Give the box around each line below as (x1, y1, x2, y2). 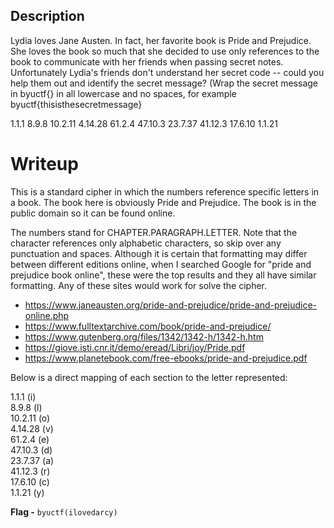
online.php (24, 309, 70, 321)
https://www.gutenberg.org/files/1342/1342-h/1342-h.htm (24, 330, 264, 343)
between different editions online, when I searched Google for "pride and (10, 258, 312, 270)
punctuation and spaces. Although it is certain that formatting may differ (10, 247, 308, 259)
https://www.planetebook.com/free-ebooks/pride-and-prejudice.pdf (24, 352, 308, 364)
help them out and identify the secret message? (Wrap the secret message (10, 77, 318, 89)
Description (10, 8, 85, 25)
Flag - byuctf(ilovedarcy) (10, 505, 118, 518)
